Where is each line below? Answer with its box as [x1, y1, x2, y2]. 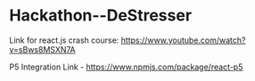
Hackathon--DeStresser [9, 5, 193, 26]
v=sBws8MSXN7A [9, 44, 76, 54]
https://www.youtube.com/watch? [120, 35, 246, 45]
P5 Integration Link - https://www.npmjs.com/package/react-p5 [9, 61, 243, 72]
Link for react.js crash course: [9, 35, 119, 45]
